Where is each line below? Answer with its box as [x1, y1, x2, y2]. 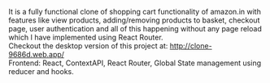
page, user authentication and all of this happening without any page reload [8, 24, 262, 33]
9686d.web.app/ [8, 50, 65, 59]
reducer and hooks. [8, 67, 75, 76]
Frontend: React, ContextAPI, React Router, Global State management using [8, 58, 262, 68]
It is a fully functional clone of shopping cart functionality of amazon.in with [8, 7, 262, 16]
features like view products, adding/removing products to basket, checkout [8, 15, 260, 25]
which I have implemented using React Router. [8, 32, 164, 42]
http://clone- [169, 41, 213, 51]
